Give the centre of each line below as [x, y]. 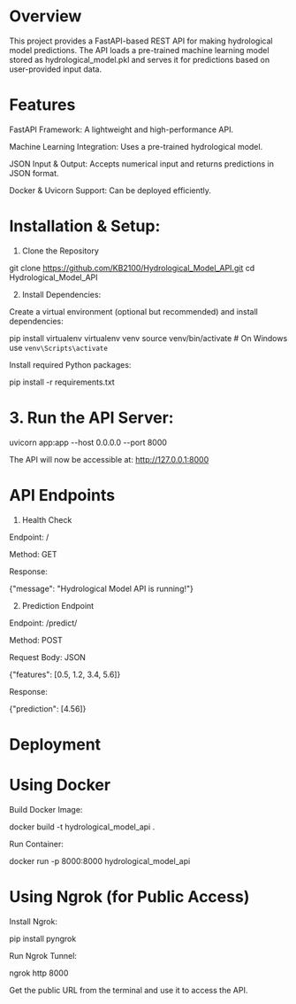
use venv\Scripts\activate [59, 347]
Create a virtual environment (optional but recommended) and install [133, 311]
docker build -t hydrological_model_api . [82, 827]
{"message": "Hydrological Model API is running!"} [102, 588]
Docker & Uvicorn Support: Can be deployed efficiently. [110, 190]
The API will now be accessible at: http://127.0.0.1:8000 [109, 459]
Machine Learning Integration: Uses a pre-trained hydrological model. [136, 146]
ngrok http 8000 [39, 973]
